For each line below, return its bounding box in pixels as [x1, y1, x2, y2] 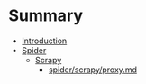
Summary [8, 5, 83, 26]
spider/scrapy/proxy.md [48, 64, 137, 75]
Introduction [21, 35, 68, 46]
